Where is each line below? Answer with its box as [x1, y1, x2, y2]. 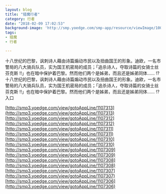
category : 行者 [5, 16, 35, 21]
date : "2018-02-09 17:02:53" [5, 21, 65, 26]
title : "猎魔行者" [5, 12, 41, 17]
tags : [5, 30, 16, 35]
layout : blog [5, 7, 32, 12]
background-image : [5, 26, 43, 31]
